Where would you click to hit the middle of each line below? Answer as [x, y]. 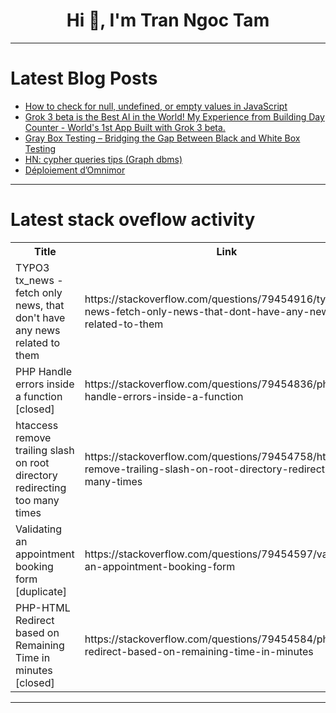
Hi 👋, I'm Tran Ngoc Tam [168, 20]
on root [32, 462]
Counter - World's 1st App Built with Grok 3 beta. [125, 127]
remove [33, 437]
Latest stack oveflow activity [133, 220]
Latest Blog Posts [84, 78]
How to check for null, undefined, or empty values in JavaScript [156, 106]
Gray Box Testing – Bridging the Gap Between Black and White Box [162, 138]
